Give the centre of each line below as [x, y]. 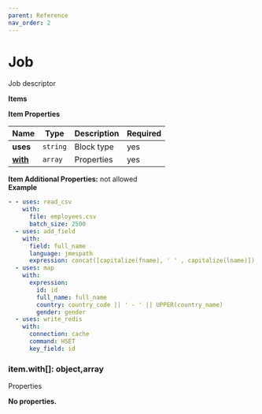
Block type [94, 147]
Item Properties [34, 114]
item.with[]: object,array [56, 369]
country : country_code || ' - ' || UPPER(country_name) [130, 304]
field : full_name [57, 246]
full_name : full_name [72, 297]
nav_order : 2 [30, 23]
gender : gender [61, 312]
